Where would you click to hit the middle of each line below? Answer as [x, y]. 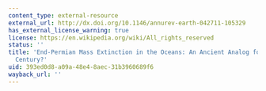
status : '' [26, 45]
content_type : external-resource [63, 15]
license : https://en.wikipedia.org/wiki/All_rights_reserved [111, 38]
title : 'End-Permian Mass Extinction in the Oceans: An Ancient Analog [129, 52]
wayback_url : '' [35, 74]
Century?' [31, 60]
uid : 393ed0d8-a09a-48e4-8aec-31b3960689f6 [81, 67]
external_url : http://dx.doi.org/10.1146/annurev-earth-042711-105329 [127, 23]
